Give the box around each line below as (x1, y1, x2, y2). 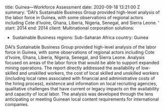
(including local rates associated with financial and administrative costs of (5, 76, 155, 81)
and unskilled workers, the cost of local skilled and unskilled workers (19, 70, 159, 76)
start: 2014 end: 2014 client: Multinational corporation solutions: (5, 25, 134, 31)
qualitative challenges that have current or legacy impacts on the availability (5, 86, 159, 91)
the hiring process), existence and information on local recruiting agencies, (5, 81, 158, 86)
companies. (5, 102, 29, 107)
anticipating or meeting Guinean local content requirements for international (5, 96, 159, 102)
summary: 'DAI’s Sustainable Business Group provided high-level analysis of (5, 9, 160, 15)
